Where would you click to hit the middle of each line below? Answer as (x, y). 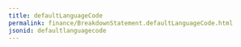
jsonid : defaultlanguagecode (57, 30)
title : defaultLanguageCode (56, 16)
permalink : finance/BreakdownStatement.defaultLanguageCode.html (120, 23)
